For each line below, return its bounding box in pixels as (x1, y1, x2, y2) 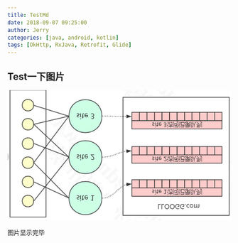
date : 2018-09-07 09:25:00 (7, 18, 87, 26)
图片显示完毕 (7, 228, 45, 237)
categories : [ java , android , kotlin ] (7, 34, 119, 41)
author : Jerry (7, 26, 50, 33)
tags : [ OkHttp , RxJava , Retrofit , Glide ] (7, 41, 132, 49)
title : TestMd (7, 11, 50, 18)
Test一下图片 (7, 70, 65, 82)
